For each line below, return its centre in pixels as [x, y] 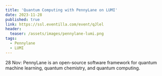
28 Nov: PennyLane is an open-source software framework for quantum [81, 62]
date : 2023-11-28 [24, 15]
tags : [11, 39]
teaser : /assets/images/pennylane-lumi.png [57, 34]
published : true [22, 19]
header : [14, 29]
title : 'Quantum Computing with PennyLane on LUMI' [61, 10]
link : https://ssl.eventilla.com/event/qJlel [54, 24]
